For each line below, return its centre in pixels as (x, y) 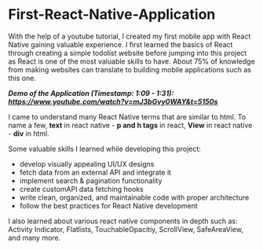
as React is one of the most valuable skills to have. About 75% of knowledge (131, 61)
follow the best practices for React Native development (108, 205)
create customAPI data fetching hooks (81, 189)
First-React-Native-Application (112, 15)
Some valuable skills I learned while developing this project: (105, 149)
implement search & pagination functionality (91, 180)
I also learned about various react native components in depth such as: (123, 221)
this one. (22, 78)
